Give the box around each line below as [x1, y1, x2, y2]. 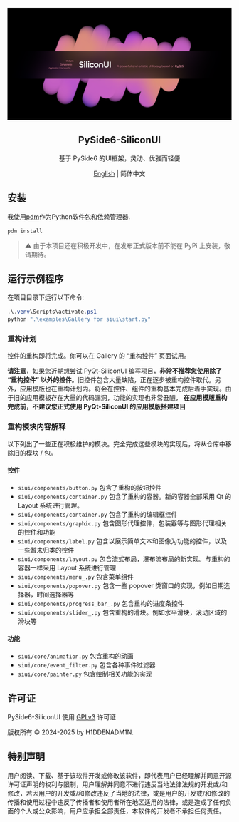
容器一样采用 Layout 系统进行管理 [17, 563, 117, 572]
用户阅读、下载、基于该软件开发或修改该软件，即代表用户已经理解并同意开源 [7, 771, 232, 779]
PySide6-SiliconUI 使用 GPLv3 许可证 [7, 712, 116, 721]
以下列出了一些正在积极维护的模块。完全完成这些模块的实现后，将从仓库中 [7, 439, 225, 448]
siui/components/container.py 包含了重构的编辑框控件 [17, 510, 178, 518]
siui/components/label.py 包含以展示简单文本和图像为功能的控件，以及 [17, 536, 228, 545]
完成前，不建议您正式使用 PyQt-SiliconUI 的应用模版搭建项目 [7, 402, 186, 411]
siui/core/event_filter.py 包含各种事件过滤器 [17, 661, 156, 669]
